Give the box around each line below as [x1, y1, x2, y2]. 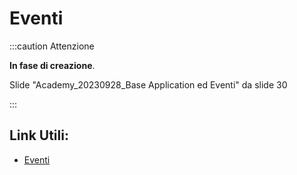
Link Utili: [9, 127, 69, 144]
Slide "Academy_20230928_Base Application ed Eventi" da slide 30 [9, 78, 288, 91]
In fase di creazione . [9, 59, 96, 71]
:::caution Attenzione [9, 40, 95, 52]
